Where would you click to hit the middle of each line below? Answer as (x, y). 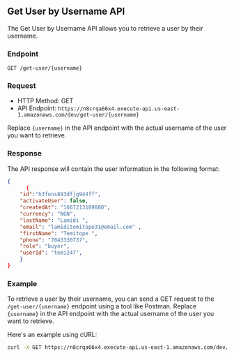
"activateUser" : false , (54, 201)
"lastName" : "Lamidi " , (54, 220)
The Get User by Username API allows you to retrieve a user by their (105, 28)
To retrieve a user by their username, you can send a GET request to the (111, 299)
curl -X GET (24, 348)
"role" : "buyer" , (45, 246)
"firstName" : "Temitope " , (59, 233)
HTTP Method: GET (45, 101)
